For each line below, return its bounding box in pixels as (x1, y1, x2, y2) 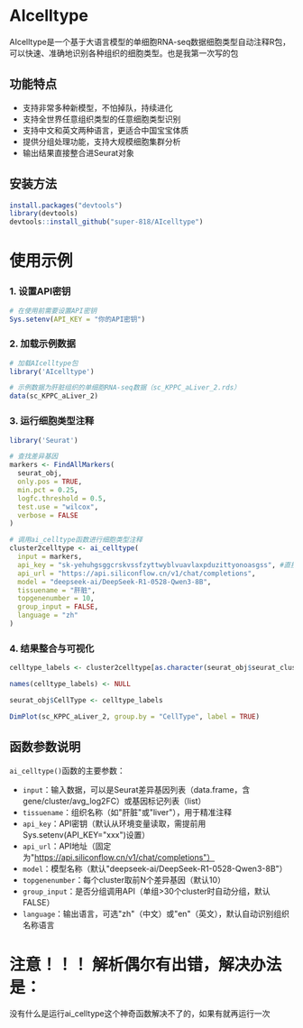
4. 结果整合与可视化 (9, 642, 95, 655)
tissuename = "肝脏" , (17, 585, 96, 595)
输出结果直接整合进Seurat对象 (22, 147, 134, 158)
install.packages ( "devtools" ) (9, 200, 124, 210)
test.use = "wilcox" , (17, 502, 99, 511)
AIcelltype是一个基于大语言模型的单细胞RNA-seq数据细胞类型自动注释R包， (9, 36, 291, 47)
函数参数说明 (9, 739, 81, 755)
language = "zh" (17, 610, 78, 620)
